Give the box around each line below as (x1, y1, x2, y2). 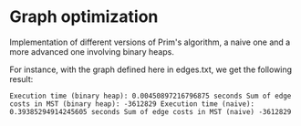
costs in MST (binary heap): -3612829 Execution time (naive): (9, 99, 255, 109)
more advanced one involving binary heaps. (9, 46, 175, 57)
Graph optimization (9, 6, 159, 27)
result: (9, 73, 34, 84)
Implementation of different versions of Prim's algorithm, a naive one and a (9, 37, 291, 47)
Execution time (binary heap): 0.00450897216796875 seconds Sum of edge (9, 91, 292, 100)
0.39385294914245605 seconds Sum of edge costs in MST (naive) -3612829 (9, 107, 292, 116)
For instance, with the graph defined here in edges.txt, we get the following (9, 64, 293, 75)
